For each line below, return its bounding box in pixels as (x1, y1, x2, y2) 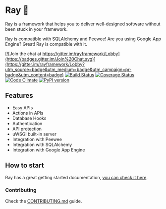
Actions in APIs (12, 110, 44, 116)
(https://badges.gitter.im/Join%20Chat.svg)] (5, 56, 96, 62)
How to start (5, 161, 44, 170)
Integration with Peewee (12, 136, 62, 142)
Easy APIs (12, 104, 33, 111)
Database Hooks (12, 115, 47, 121)
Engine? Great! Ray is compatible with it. (5, 41, 88, 47)
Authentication (12, 120, 43, 126)
